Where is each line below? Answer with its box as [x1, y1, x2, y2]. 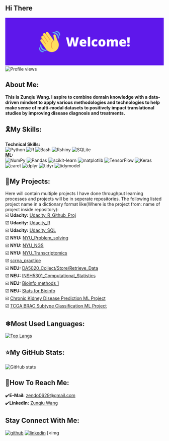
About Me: [5, 81, 39, 89]
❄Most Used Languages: [5, 320, 85, 328]
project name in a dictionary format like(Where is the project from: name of [5, 201, 160, 207]
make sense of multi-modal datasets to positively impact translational [5, 104, 155, 110]
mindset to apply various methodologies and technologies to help [20, 99, 160, 105]
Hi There [5, 4, 33, 13]
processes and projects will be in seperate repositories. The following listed [5, 196, 162, 202]
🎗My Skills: [5, 125, 42, 134]
